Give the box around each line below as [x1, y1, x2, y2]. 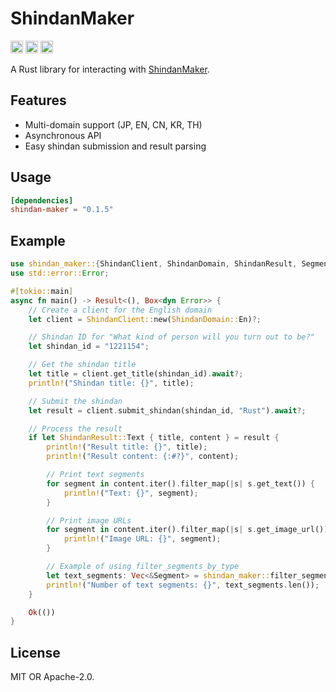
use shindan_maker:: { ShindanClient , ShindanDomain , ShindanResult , [10, 259, 298, 269]
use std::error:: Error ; [10, 268, 110, 278]
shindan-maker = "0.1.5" [10, 205, 114, 215]
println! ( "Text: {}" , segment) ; [63, 488, 199, 498]
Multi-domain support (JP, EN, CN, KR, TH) [24, 118, 203, 131]
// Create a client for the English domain [28, 305, 213, 315]
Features [10, 92, 67, 109]
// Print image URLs [46, 515, 132, 526]
